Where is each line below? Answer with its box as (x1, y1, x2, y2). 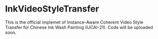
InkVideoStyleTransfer (5, 3, 99, 14)
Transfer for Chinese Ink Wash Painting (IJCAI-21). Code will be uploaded (5, 24, 153, 30)
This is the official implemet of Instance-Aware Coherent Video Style (5, 19, 144, 25)
